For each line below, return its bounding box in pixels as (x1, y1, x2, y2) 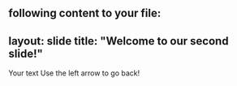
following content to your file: (8, 6, 162, 20)
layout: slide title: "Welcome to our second (8, 34, 229, 48)
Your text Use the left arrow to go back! (8, 68, 140, 78)
